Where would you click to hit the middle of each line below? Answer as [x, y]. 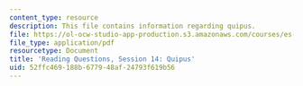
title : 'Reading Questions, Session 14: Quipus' [102, 59]
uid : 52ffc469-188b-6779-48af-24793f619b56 [92, 68]
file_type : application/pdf [62, 43]
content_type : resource [54, 17]
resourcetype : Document [54, 51]
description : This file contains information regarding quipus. [133, 26]
